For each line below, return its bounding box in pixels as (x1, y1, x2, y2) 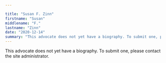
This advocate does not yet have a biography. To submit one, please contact (5, 48, 161, 54)
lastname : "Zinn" (5, 25, 41, 30)
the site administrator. (5, 53, 49, 59)
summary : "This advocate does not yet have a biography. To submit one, (5, 34, 158, 39)
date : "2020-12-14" (5, 30, 45, 35)
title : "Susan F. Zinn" (5, 11, 54, 16)
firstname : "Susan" (5, 16, 45, 21)
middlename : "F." (5, 21, 41, 26)
